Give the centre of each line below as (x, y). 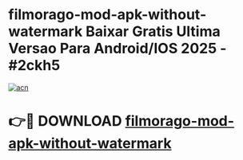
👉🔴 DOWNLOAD (65, 121)
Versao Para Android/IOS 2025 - (118, 49)
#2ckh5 (34, 66)
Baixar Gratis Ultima (153, 31)
